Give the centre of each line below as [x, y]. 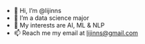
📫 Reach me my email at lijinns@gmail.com [76, 33]
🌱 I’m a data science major [51, 18]
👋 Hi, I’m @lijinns [38, 11]
